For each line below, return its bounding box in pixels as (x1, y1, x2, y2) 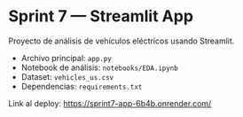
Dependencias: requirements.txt (20, 81, 143, 91)
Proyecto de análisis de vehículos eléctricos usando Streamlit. (8, 35, 235, 46)
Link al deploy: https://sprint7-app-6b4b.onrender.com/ (8, 97, 212, 108)
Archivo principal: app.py (20, 52, 113, 63)
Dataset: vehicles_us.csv (20, 71, 114, 82)
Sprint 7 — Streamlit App (8, 6, 194, 27)
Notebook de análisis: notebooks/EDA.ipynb (20, 62, 178, 73)
